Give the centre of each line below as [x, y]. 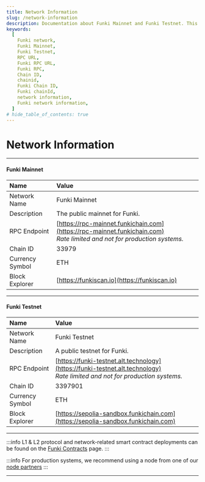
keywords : [19, 29]
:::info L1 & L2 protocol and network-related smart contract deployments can [102, 442]
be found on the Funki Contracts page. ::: [58, 448]
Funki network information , [53, 103]
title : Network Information [42, 12]
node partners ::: [27, 467]
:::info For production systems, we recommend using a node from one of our [102, 460]
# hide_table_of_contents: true [47, 114]
